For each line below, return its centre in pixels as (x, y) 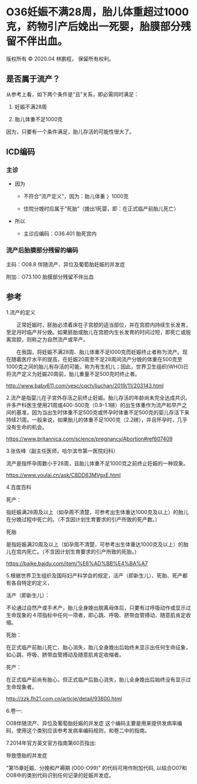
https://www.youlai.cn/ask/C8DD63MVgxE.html (64, 475)
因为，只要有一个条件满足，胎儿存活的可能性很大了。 (70, 131)
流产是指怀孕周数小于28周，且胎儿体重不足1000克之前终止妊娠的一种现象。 (97, 463)
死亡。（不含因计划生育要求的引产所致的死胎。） (83, 551)
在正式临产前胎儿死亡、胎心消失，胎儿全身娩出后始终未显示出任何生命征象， (98, 647)
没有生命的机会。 (27, 427)
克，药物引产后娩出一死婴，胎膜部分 (94, 27)
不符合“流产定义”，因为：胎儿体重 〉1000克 (76, 196)
